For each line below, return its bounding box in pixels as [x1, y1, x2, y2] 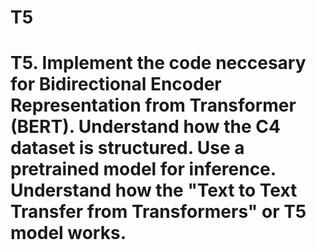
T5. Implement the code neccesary [10, 52, 307, 75]
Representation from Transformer [10, 94, 297, 117]
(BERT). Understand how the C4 [10, 116, 281, 138]
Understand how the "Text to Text [10, 179, 298, 202]
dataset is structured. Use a [10, 137, 245, 160]
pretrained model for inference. [10, 158, 277, 181]
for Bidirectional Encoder [10, 73, 222, 96]
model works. [10, 222, 127, 245]
